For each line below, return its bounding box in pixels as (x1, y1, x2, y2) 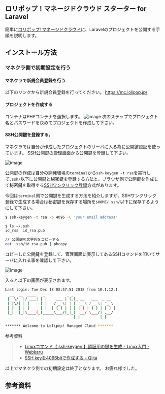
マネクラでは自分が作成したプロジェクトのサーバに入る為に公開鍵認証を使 (5, 143, 156, 149)
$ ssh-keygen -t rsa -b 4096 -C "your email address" (5, 215, 118, 220)
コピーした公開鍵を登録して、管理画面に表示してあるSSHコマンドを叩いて (5, 251, 156, 257)
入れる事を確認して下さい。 (18, 258, 74, 263)
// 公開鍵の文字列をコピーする (5, 237, 60, 242)
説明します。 (13, 33, 39, 38)
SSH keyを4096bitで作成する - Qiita (24, 355, 98, 361)
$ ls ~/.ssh (5, 224, 30, 229)
